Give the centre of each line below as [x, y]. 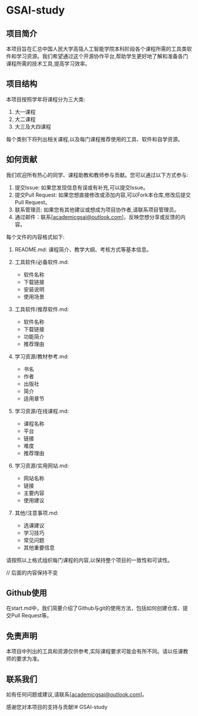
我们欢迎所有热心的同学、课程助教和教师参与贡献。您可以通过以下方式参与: [97, 175]
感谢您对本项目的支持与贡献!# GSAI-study [57, 707]
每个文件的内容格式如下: [35, 237]
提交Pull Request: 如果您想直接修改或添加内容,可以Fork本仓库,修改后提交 [103, 195]
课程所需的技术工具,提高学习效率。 [48, 63]
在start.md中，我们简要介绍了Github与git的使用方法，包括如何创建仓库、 [94, 608]
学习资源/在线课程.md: [42, 411]
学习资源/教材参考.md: [42, 356]
